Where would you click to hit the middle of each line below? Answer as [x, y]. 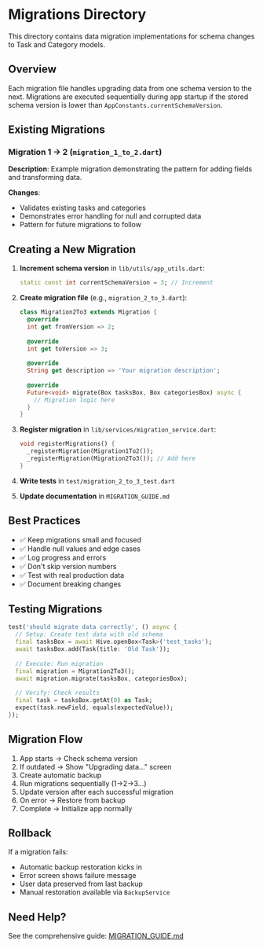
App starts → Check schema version [79, 758]
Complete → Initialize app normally [76, 808]
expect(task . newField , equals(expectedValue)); [95, 707]
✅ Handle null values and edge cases [80, 549]
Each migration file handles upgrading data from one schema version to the [130, 88]
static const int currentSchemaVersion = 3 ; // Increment [116, 283]
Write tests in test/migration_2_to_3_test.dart [97, 480]
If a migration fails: [38, 852]
